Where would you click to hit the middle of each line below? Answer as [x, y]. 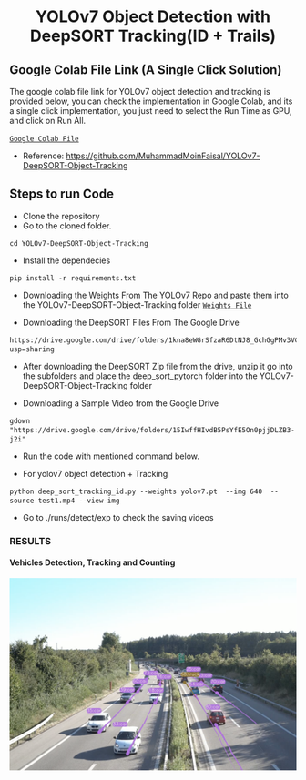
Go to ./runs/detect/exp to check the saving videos [118, 517]
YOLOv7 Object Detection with [153, 17]
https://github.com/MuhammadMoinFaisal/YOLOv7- [163, 156]
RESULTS [31, 541]
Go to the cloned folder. [67, 226]
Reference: [43, 156]
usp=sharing [32, 349]
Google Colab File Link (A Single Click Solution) [146, 70]
